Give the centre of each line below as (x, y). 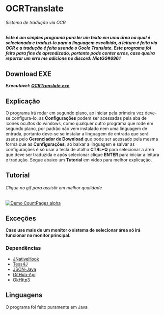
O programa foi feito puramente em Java (47, 307)
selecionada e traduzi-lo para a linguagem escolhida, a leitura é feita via (82, 43)
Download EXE (28, 74)
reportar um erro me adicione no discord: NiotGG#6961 (63, 58)
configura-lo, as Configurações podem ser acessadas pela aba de (79, 118)
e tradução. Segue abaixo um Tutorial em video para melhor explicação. (79, 160)
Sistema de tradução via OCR (36, 22)
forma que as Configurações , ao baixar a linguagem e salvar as (70, 144)
